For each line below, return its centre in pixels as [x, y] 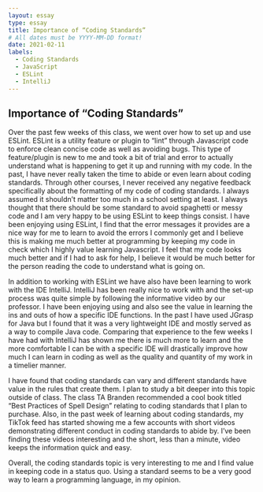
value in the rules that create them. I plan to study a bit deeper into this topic [132, 389]
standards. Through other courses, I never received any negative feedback [130, 183]
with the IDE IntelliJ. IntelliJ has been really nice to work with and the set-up [131, 290]
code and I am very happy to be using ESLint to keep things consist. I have [129, 216]
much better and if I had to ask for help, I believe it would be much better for [132, 258]
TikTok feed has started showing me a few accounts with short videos [122, 423]
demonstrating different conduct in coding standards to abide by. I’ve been [130, 431]
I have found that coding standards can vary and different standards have [128, 381]
